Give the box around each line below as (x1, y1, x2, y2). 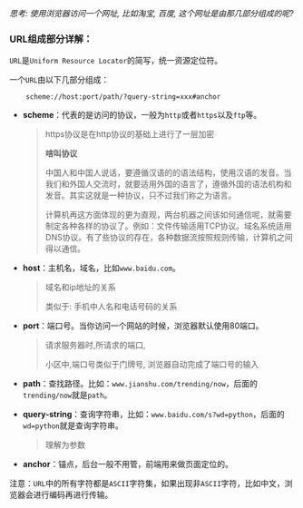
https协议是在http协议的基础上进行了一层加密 (44, 129, 215, 140)
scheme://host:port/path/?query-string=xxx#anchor (25, 93, 221, 102)
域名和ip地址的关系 (44, 282, 116, 293)
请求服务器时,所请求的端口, (44, 339, 146, 351)
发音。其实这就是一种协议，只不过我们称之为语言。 (44, 190, 237, 201)
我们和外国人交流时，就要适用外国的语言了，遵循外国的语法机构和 (44, 179, 292, 190)
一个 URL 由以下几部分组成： (9, 74, 110, 85)
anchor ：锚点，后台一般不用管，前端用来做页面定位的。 (22, 459, 233, 470)
